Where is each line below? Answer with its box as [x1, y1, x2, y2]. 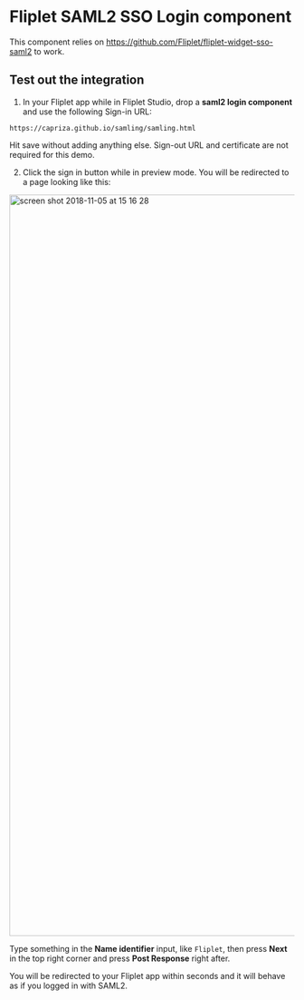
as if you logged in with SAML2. [9, 980, 128, 991]
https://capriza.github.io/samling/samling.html [9, 123, 196, 132]
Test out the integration [9, 73, 145, 88]
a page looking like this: [22, 176, 111, 187]
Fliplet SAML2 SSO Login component [9, 6, 292, 27]
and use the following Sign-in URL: [22, 106, 152, 117]
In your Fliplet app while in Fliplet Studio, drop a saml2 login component [22, 96, 292, 107]
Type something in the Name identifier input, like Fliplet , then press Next [9, 943, 288, 954]
